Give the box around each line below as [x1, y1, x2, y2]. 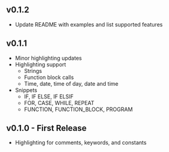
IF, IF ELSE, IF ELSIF [24, 93, 74, 100]
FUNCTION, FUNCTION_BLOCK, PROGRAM [24, 106, 133, 113]
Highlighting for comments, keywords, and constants [14, 139, 147, 147]
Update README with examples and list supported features [14, 21, 163, 28]
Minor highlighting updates [14, 54, 82, 62]
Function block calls [24, 74, 74, 81]
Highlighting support [14, 60, 66, 68]
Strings [24, 67, 42, 74]
